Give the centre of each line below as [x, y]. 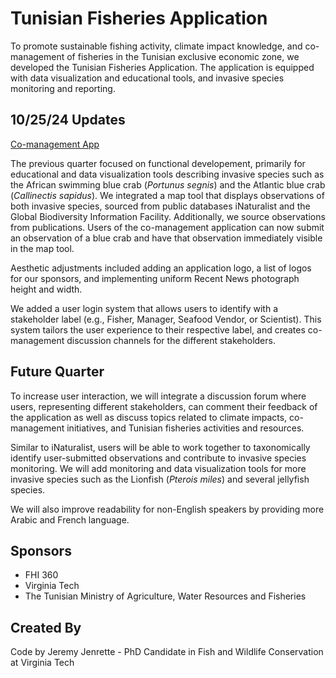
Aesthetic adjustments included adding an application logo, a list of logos [161, 268]
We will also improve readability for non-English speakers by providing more [167, 509]
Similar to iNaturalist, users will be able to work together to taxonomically [160, 447]
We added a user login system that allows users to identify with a [144, 308]
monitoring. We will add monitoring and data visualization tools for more [158, 468]
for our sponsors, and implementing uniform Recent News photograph [155, 278]
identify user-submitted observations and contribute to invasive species [158, 458]
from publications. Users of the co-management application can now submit [167, 227]
